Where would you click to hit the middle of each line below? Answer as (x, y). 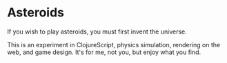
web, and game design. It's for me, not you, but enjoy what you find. (104, 52)
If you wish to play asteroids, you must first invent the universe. (97, 32)
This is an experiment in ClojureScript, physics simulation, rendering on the (114, 45)
